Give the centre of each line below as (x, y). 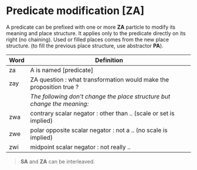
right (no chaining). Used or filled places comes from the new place (87, 39)
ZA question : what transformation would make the (100, 79)
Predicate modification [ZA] (75, 11)
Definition (109, 60)
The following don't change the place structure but (100, 96)
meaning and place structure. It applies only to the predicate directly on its (96, 33)
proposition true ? (55, 87)
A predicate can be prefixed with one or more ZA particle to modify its (91, 27)
